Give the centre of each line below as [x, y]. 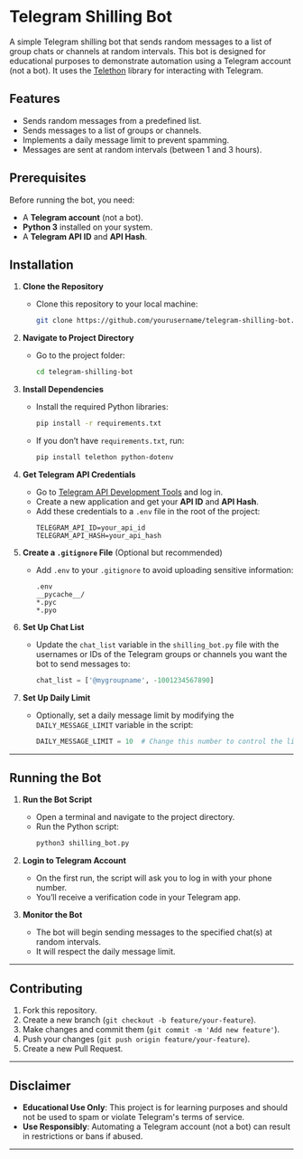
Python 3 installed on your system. [87, 227]
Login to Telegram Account [74, 861]
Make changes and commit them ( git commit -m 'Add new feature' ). [151, 1030]
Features [35, 99]
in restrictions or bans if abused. [83, 1135]
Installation [41, 264]
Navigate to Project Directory [78, 338]
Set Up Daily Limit [56, 697]
